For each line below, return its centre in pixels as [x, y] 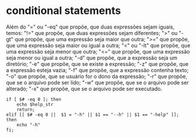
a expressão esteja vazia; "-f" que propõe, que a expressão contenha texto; [97, 70]
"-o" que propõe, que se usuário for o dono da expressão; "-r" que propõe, [97, 76]
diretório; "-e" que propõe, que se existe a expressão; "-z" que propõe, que [97, 64]
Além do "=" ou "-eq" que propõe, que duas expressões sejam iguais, [90, 27]
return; [26, 109]
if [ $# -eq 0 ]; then [34, 99]
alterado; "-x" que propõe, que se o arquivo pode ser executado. [84, 89]
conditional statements [63, 11]
